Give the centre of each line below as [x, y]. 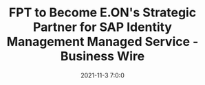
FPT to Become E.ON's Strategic [102, 13]
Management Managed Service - [102, 42]
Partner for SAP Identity [102, 27]
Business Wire [102, 57]
